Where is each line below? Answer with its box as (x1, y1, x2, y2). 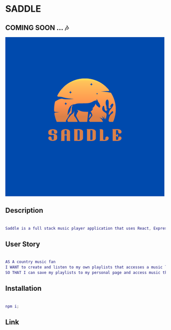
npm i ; (5, 304, 19, 309)
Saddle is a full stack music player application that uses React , (5, 226, 152, 231)
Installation (5, 284, 42, 293)
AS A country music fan (5, 259, 56, 265)
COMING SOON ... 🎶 (5, 23, 69, 32)
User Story (5, 240, 40, 249)
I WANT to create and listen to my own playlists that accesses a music (5, 265, 163, 270)
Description (5, 206, 43, 215)
